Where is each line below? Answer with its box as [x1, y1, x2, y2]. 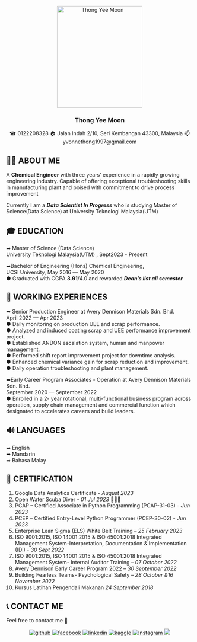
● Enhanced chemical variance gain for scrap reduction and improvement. [6, 358, 189, 365]
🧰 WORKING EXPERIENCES [6, 292, 108, 302]
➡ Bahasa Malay [6, 456, 46, 464]
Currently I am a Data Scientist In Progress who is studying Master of [6, 202, 177, 209]
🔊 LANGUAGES [6, 426, 65, 436]
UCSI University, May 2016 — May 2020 [6, 269, 104, 276]
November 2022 [14, 578, 55, 585]
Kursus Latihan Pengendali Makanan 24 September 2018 [14, 584, 154, 591]
